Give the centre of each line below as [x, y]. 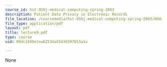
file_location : [21, 19]
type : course [19, 37]
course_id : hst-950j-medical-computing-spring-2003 [60, 10]
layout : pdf [17, 28]
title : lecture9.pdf [27, 33]
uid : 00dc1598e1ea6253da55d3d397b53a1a [46, 42]
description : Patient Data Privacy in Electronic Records [66, 14]
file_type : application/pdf [34, 23]
